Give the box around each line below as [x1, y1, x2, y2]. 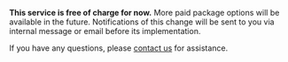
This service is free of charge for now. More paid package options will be [9, 8, 280, 17]
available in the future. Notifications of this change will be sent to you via [9, 17, 275, 27]
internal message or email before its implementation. [9, 26, 201, 36]
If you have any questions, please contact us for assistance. [9, 43, 229, 53]
